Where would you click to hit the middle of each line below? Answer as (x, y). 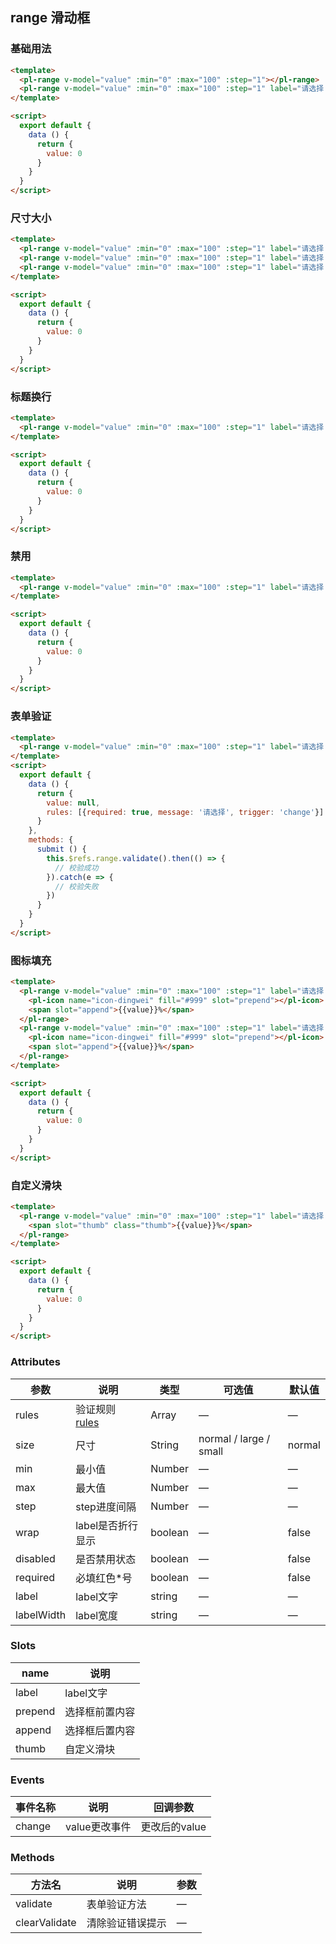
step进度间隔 (106, 1506)
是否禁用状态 (106, 1559)
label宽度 (97, 1615)
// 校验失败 (76, 886)
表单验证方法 (116, 1905)
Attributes (35, 1362)
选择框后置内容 (100, 1730)
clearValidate (46, 1923)
